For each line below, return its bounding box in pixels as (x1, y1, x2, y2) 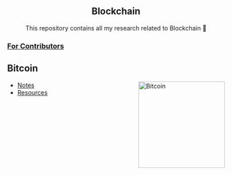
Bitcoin (7, 62, 39, 75)
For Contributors (7, 41, 64, 50)
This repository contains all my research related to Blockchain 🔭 (25, 24, 207, 32)
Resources (17, 88, 48, 96)
